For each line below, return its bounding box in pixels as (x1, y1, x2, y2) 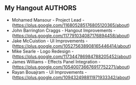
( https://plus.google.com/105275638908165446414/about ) (11, 43, 131, 49)
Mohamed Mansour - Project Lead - (11, 17, 84, 23)
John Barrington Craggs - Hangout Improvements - (11, 27, 116, 33)
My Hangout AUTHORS (4, 4, 77, 12)
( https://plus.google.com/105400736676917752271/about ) (11, 64, 130, 70)
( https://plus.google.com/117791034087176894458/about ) (11, 32, 130, 38)
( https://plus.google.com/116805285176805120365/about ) (11, 22, 130, 28)
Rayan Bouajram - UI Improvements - (11, 69, 87, 75)
